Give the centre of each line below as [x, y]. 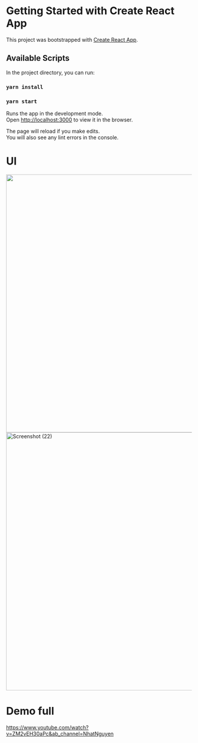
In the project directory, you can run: [50, 73]
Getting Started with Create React [90, 11]
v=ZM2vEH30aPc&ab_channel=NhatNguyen [60, 734]
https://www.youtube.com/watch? [47, 727]
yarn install [25, 87]
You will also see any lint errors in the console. [62, 137]
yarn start [22, 101]
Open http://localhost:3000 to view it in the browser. [70, 120]
